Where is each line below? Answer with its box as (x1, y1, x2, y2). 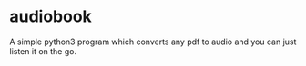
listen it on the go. (9, 45, 77, 56)
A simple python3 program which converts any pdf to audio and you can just (9, 36, 297, 47)
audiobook (9, 6, 93, 27)
